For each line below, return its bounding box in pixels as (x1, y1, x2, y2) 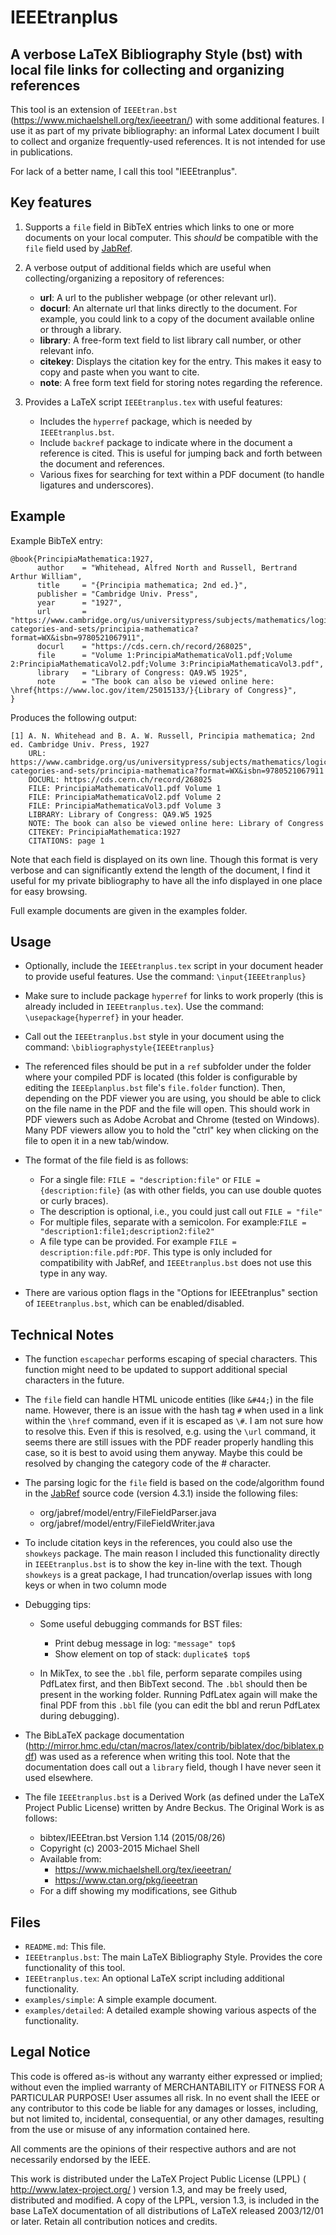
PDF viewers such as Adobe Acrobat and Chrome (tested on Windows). (24, 1114, 320, 1126)
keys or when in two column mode (24, 1579, 167, 1591)
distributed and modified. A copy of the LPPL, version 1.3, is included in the (10, 2194, 320, 2206)
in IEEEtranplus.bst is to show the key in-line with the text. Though (24, 1558, 303, 1570)
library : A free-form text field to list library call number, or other (39, 334, 302, 346)
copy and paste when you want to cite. (39, 366, 200, 378)
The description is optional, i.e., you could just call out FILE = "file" (39, 1206, 323, 1218)
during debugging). (39, 1710, 120, 1722)
